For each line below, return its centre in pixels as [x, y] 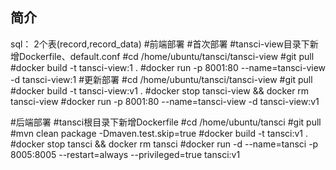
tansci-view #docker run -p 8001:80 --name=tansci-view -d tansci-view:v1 [165, 101]
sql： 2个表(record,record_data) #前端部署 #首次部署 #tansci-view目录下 [160, 44]
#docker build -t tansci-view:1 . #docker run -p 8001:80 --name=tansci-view [168, 67]
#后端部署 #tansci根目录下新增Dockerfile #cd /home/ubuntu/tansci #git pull [166, 122]
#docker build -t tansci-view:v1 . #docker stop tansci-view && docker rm [160, 90]
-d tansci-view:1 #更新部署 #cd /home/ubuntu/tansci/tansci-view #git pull [161, 79]
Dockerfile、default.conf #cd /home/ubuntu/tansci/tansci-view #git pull [166, 56]
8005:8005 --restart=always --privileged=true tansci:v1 [125, 154]
